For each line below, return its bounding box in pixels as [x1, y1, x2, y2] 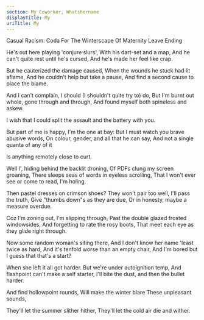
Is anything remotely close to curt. [6, 153, 93, 160]
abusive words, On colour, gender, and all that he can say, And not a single [6, 135, 194, 142]
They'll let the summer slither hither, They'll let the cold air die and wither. [6, 307, 191, 315]
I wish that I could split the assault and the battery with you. [6, 116, 156, 124]
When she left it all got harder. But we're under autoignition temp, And [6, 264, 181, 271]
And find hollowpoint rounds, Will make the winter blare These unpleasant [6, 289, 192, 296]
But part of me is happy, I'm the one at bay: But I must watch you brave [6, 129, 185, 136]
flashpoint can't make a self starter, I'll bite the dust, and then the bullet [6, 271, 185, 278]
